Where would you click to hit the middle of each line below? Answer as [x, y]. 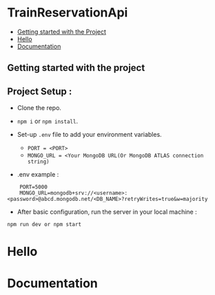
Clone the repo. [39, 108]
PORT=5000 [34, 187]
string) [38, 162]
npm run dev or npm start [44, 225]
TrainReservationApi [68, 13]
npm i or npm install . [47, 121]
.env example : [38, 175]
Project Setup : [40, 91]
